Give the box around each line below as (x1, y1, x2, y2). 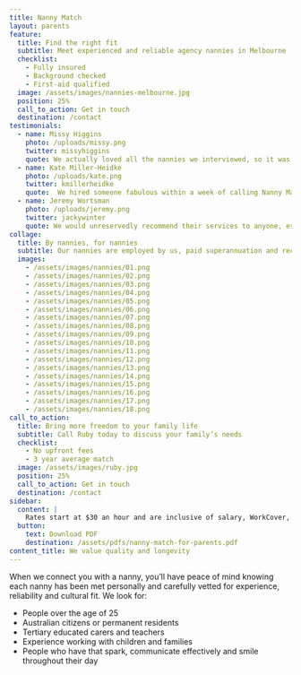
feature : (9, 30, 42, 39)
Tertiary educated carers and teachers (21, 627, 165, 637)
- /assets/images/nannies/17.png (25, 396, 150, 406)
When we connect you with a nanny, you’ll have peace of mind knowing (9, 571, 274, 582)
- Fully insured (25, 64, 87, 73)
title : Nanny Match (9, 13, 82, 22)
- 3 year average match (25, 454, 115, 464)
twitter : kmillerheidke (25, 180, 115, 189)
